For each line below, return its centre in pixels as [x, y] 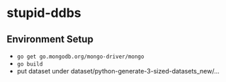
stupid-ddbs [44, 13]
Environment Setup [50, 39]
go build [30, 64]
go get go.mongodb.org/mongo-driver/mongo [80, 57]
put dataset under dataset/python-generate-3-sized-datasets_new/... [118, 71]
